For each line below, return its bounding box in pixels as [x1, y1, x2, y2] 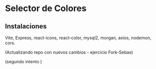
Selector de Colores [5, 3, 87, 14]
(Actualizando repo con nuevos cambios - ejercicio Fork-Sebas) [5, 49, 133, 55]
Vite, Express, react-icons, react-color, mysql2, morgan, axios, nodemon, [5, 35, 152, 41]
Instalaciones [5, 22, 47, 30]
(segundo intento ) [5, 59, 42, 64]
